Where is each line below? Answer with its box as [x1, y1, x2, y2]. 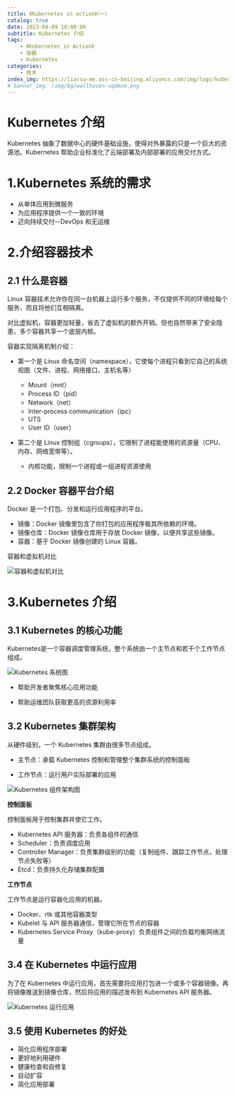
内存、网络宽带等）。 [17, 447, 77, 455]
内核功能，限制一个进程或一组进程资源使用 [27, 462, 152, 471]
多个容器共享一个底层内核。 [19, 328, 100, 336]
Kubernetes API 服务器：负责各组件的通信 [17, 830, 138, 838]
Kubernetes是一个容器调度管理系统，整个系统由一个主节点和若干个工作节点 [7, 644, 225, 652]
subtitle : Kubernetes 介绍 [7, 30, 84, 37]
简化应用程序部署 [17, 1045, 67, 1054]
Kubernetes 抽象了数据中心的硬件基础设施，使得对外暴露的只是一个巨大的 [7, 139, 221, 148]
